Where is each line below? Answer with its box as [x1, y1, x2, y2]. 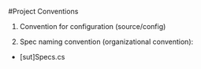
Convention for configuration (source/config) [19, 22, 166, 31]
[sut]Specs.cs [19, 53, 65, 61]
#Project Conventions [8, 7, 79, 16]
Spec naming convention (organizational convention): [19, 37, 194, 46]
